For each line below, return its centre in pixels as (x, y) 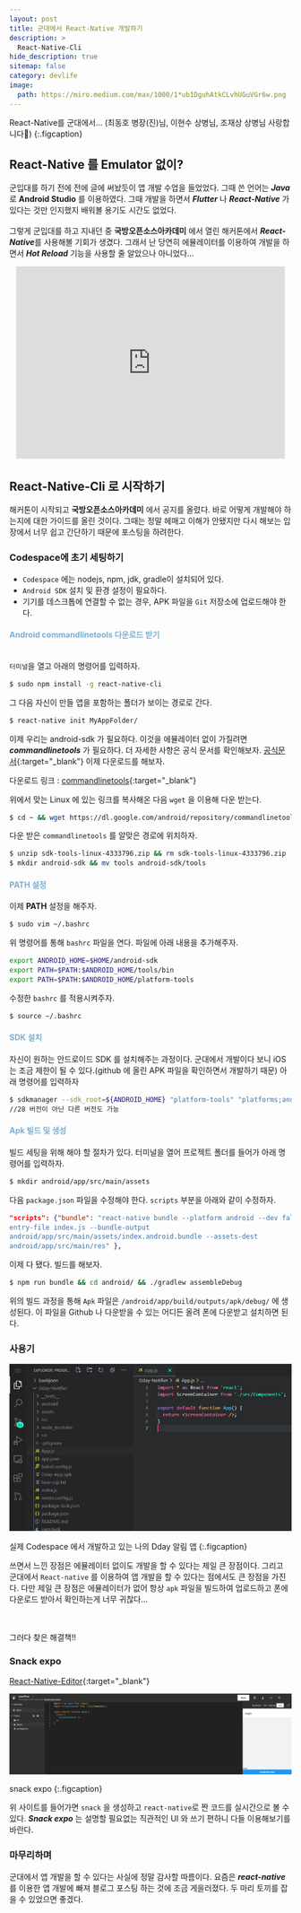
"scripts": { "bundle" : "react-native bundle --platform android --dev (144, 1218)
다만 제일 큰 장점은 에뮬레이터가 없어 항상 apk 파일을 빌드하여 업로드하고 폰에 (155, 1588)
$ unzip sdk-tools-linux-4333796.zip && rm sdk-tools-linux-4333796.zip (148, 854)
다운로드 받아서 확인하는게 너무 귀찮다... (78, 1599)
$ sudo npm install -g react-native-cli (86, 684)
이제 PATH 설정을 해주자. (53, 906)
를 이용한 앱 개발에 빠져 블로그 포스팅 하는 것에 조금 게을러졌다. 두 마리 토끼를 (144, 1888)
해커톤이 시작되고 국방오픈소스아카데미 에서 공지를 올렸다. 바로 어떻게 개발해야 (146, 510)
